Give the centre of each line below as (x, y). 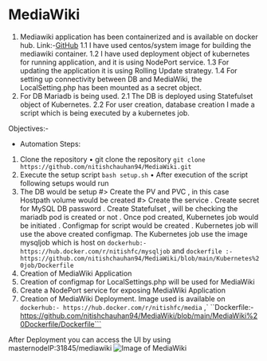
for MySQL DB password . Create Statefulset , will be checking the (129, 208)
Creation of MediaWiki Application (76, 273)
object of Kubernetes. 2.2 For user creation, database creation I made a (137, 104)
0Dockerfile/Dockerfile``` (61, 324)
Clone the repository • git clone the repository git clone (112, 159)
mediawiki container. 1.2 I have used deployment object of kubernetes (135, 53)
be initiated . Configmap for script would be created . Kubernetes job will (139, 226)
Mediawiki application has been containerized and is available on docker (139, 37)
